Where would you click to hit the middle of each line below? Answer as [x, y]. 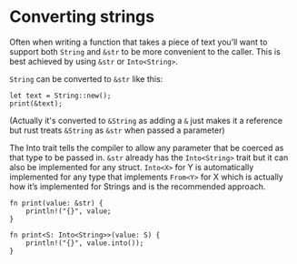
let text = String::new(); [60, 96]
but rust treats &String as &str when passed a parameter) [117, 130]
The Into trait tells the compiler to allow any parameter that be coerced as [147, 147]
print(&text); [36, 103]
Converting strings [82, 17]
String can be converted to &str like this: [86, 78]
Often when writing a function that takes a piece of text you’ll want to [139, 42]
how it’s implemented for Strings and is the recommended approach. [138, 186]
